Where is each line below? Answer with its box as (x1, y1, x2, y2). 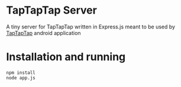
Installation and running (6, 50, 126, 64)
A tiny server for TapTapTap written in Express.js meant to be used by (6, 23, 176, 30)
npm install (6, 69, 35, 76)
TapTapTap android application (6, 29, 81, 36)
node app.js (6, 75, 35, 80)
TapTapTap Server (6, 4, 98, 17)
